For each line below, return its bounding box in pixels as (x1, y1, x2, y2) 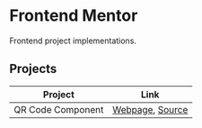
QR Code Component (13, 103, 104, 115)
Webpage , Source (111, 103, 189, 115)
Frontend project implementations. (9, 35, 137, 46)
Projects (9, 61, 57, 77)
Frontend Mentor (9, 5, 138, 26)
